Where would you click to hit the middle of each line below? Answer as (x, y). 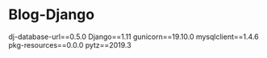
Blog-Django (52, 15)
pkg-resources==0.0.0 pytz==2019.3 (70, 44)
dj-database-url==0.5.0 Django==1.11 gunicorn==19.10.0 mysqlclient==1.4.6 (134, 37)
